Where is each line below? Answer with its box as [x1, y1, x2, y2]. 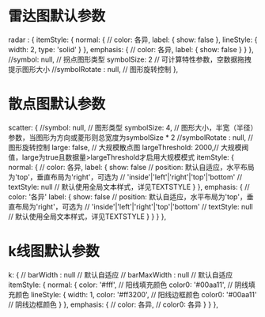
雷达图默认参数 [8, 7, 106, 25]
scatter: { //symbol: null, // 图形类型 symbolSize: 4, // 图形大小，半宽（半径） [8, 123, 258, 132]
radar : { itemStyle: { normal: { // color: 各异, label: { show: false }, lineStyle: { [8, 35, 258, 44]
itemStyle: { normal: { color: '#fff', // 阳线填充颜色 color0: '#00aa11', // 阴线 [8, 280, 249, 289]
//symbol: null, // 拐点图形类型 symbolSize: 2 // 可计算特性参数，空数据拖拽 [8, 55, 252, 64]
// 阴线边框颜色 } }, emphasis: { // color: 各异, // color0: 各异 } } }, [8, 300, 219, 309]
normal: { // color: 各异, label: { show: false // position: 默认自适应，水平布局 [8, 162, 255, 172]
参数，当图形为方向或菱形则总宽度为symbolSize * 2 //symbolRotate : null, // [8, 132, 253, 142]
